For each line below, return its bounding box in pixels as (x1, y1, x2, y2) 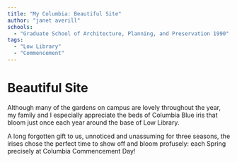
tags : (7, 37, 23, 44)
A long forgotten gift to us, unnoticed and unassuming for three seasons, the (7, 132, 231, 140)
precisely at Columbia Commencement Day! (7, 147, 136, 155)
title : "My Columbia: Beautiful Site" (7, 10, 122, 18)
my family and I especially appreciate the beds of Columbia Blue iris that (7, 111, 218, 119)
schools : (7, 23, 33, 30)
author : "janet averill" (7, 17, 81, 24)
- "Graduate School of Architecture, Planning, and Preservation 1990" (13, 30, 230, 37)
